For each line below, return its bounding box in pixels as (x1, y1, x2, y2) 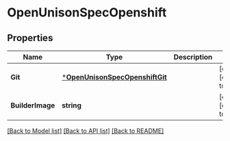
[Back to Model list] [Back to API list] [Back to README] (7, 127, 164, 135)
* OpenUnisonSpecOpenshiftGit (61, 73, 168, 81)
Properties (7, 32, 53, 44)
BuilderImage (10, 101, 55, 110)
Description (173, 53, 213, 62)
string (61, 101, 82, 110)
